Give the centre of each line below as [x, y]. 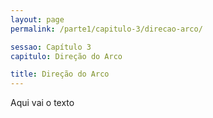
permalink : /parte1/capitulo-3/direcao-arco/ [106, 29]
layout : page [37, 19]
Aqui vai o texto [42, 103]
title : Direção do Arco [60, 74]
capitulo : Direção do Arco [66, 56]
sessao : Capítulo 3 [51, 47]
